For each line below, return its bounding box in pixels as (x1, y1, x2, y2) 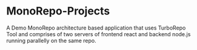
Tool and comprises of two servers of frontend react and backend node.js (6, 30, 191, 37)
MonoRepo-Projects (6, 4, 110, 18)
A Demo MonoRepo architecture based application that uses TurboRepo (6, 24, 186, 31)
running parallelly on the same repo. (6, 37, 96, 44)
